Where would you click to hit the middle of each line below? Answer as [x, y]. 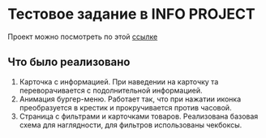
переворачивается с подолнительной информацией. [111, 90]
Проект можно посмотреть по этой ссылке [83, 37]
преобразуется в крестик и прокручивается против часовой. [125, 107]
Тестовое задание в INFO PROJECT [132, 14]
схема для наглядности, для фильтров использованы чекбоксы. [131, 125]
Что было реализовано [69, 62]
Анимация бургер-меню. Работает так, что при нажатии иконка [130, 99]
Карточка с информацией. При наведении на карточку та [119, 81]
